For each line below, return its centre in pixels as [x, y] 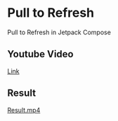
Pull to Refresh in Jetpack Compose [59, 32]
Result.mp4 [24, 110]
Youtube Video [40, 54]
